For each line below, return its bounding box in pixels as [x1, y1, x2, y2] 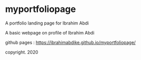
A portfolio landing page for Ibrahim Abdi [5, 20, 89, 26]
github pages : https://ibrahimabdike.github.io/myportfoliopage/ [5, 39, 136, 45]
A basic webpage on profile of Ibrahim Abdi [5, 29, 95, 35]
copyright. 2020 [5, 49, 38, 55]
